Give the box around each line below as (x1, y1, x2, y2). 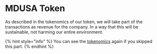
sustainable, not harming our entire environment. (5, 29, 104, 35)
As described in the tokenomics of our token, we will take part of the (5, 19, 143, 25)
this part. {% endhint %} (5, 43, 54, 49)
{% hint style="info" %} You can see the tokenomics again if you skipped (5, 38, 153, 44)
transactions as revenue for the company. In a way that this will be (5, 24, 138, 29)
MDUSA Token (5, 3, 65, 14)
